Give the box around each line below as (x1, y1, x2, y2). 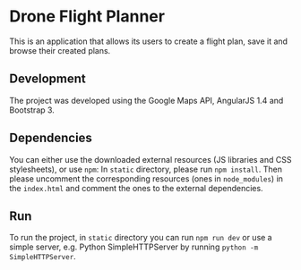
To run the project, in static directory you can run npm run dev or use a (9, 232, 272, 243)
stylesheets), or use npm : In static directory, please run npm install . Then (9, 164, 282, 174)
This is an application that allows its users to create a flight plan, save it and (9, 36, 288, 46)
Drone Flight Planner (9, 6, 166, 27)
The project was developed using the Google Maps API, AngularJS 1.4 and (9, 95, 284, 105)
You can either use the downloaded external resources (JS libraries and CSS (9, 154, 292, 165)
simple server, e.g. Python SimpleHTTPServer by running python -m (9, 241, 259, 252)
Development (9, 72, 87, 87)
